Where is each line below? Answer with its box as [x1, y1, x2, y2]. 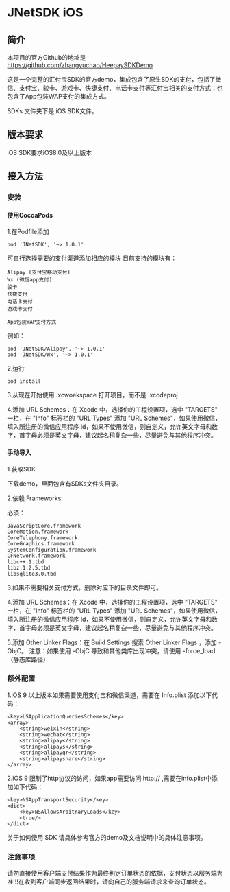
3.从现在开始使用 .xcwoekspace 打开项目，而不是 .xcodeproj [7, 391, 178, 399]
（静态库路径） [7, 655, 49, 664]
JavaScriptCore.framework [7, 522, 81, 529]
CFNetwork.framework [7, 552, 66, 559]
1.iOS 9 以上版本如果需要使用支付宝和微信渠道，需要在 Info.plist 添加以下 [7, 691, 212, 699]
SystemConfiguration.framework [7, 546, 97, 553]
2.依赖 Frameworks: [7, 494, 63, 502]
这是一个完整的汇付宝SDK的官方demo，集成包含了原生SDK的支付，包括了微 [7, 75, 222, 83]
